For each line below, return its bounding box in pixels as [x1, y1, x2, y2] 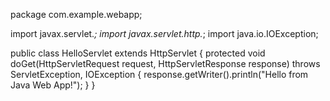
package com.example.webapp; [10, 9, 143, 20]
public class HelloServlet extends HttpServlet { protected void [10, 47, 266, 59]
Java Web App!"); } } [10, 79, 96, 91]
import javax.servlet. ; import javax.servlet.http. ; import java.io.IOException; [10, 28, 319, 39]
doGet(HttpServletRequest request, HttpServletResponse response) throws [10, 58, 321, 69]
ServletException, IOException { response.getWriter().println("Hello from [10, 69, 309, 80]
